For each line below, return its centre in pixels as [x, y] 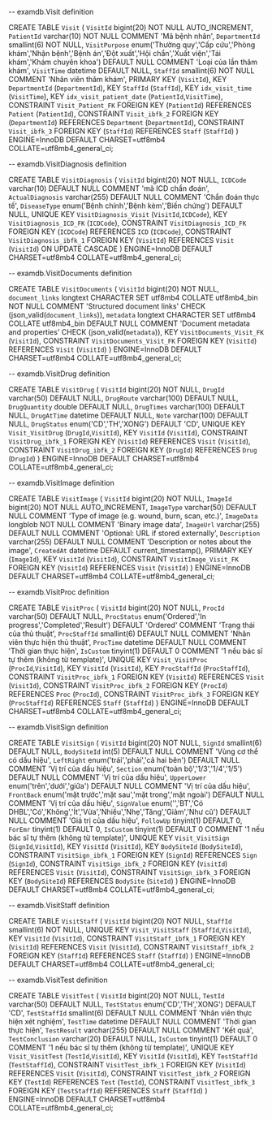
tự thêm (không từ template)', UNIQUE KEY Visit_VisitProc [108, 660]
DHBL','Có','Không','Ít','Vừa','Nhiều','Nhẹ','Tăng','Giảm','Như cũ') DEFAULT [130, 812]
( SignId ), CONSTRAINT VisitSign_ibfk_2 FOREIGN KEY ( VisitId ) [118, 863]
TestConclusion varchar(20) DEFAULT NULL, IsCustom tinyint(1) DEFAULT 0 [133, 1039]
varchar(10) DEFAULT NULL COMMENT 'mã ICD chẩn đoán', [109, 188]
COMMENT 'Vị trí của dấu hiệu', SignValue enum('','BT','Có [106, 803]
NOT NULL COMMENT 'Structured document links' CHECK [107, 306]
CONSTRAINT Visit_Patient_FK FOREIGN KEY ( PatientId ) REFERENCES [130, 105]
